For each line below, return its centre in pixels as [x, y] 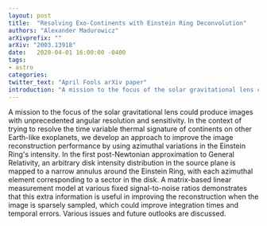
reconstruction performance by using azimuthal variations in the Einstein [127, 146]
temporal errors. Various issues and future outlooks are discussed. [117, 214]
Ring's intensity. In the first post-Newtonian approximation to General [121, 154]
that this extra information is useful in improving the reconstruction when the [133, 197]
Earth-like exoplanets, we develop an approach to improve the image [121, 138]
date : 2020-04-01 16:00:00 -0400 [67, 53]
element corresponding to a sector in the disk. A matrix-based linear [120, 180]
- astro [21, 68]
